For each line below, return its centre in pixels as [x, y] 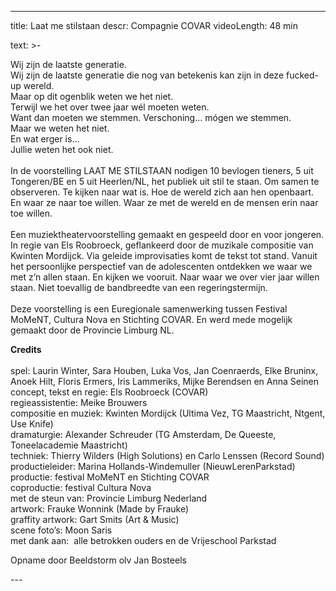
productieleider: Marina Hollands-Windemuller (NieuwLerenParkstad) [153, 466]
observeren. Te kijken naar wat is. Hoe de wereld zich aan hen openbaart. [162, 192]
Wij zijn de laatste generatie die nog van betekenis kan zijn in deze [147, 75]
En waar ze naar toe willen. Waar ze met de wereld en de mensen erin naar [164, 202]
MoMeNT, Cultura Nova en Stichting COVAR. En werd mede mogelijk [151, 319]
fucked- [302, 75]
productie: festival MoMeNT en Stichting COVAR [110, 477]
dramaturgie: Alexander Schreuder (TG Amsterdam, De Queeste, [143, 434]
